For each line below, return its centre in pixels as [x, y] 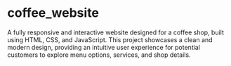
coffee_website [53, 13]
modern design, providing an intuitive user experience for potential [104, 47]
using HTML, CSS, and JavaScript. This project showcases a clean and [110, 39]
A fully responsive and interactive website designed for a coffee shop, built [116, 32]
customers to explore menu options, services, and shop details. [99, 55]
